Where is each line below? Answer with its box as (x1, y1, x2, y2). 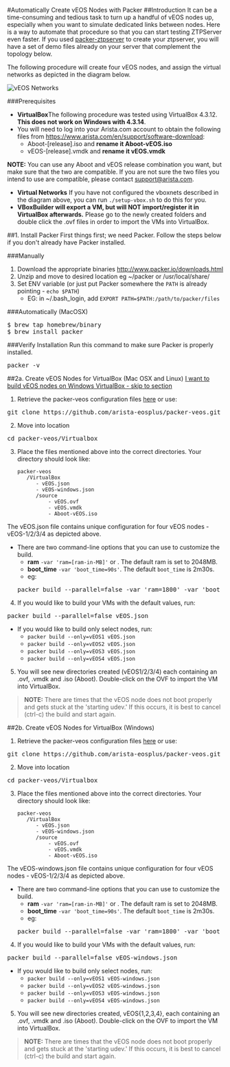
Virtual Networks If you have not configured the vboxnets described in (16, 189, 219, 196)
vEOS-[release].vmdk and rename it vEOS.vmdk (27, 147, 166, 155)
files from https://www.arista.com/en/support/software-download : (16, 132, 205, 141)
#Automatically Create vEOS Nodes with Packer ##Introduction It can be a (7, 6, 218, 14)
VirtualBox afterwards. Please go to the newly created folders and (16, 210, 207, 218)
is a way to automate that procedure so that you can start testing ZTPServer (7, 28, 222, 36)
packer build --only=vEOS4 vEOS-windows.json (27, 997, 160, 1004)
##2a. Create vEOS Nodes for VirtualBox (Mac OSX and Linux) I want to (7, 375, 210, 382)
